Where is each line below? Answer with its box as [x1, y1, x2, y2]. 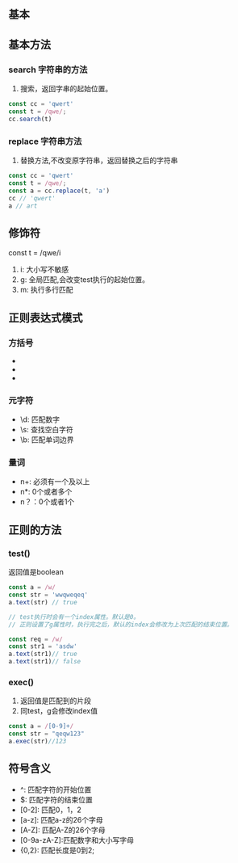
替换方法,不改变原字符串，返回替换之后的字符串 [19, 156, 178, 165]
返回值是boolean [8, 567, 65, 577]
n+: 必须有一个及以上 [19, 477, 90, 486]
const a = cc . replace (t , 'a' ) [8, 187, 111, 195]
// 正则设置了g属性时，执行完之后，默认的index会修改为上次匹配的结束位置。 [8, 621, 233, 629]
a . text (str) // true [8, 598, 78, 606]
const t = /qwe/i [8, 248, 61, 258]
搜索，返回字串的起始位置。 [19, 84, 113, 94]
